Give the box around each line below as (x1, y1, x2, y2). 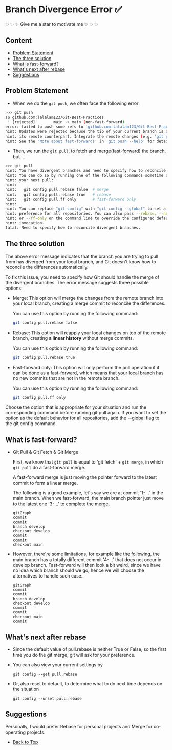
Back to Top (12, 739, 38, 745)
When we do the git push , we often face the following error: (12, 100, 140, 106)
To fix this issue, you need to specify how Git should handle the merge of (5, 274, 160, 280)
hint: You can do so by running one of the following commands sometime (5, 173, 164, 178)
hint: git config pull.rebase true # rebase (5, 191, 111, 197)
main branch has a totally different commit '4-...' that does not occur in (12, 556, 162, 563)
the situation (12, 686, 39, 692)
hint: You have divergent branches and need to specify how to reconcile (5, 168, 166, 173)
